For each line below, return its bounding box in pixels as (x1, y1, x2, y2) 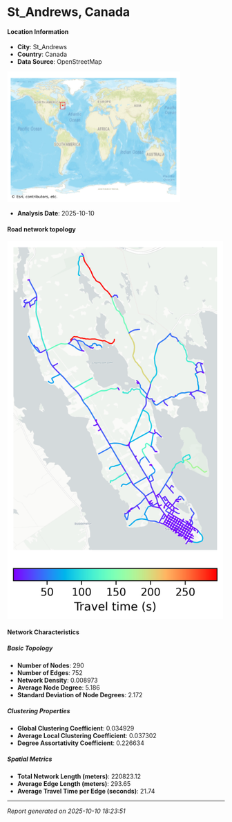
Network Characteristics (7, 628, 79, 636)
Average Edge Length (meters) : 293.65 (17, 780, 131, 788)
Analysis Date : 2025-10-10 (17, 209, 95, 218)
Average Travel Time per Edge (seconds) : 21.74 (17, 787, 155, 796)
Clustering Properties (7, 706, 70, 715)
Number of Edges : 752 (17, 669, 83, 677)
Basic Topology (7, 644, 53, 652)
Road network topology (7, 225, 76, 233)
